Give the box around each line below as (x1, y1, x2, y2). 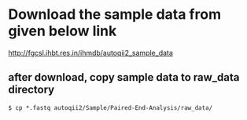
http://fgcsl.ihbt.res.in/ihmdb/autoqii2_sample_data (8, 48, 173, 57)
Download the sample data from (8, 5, 222, 24)
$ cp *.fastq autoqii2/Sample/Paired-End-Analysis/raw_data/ (8, 104, 213, 111)
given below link (8, 22, 117, 40)
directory (8, 83, 55, 96)
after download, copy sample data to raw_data (8, 71, 240, 84)
